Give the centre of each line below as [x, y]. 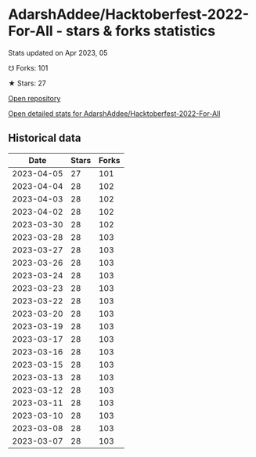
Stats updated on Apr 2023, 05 [58, 53]
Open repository [34, 98]
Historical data [45, 138]
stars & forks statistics [141, 31]
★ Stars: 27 [27, 83]
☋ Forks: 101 [28, 67]
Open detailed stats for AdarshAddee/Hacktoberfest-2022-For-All [114, 113]
